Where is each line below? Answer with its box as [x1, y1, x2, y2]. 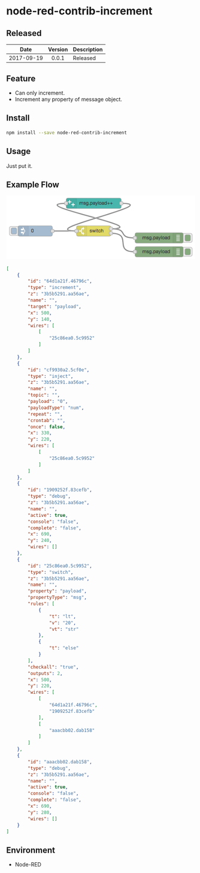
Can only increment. [14, 89, 65, 97]
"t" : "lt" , [49, 613, 77, 619]
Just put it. [6, 162, 33, 169]
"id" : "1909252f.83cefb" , [28, 487, 93, 493]
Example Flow [6, 179, 60, 189]
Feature [6, 73, 36, 83]
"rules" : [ [28, 601, 55, 607]
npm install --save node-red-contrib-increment [6, 130, 128, 136]
